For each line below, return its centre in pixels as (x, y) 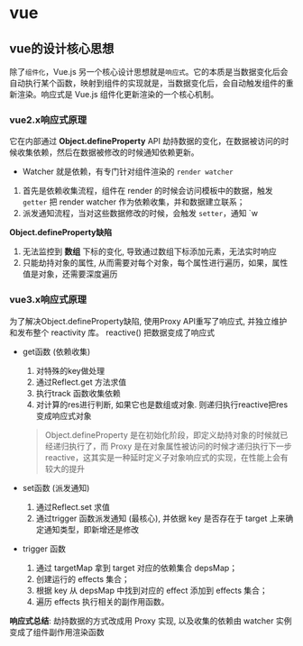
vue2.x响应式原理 (48, 120)
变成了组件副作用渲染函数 (57, 632)
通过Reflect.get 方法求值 (81, 382)
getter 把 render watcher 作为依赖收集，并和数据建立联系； (133, 202)
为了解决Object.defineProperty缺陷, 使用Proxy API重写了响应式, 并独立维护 (148, 321)
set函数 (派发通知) (56, 487)
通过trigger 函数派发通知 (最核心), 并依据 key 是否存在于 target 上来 (161, 518)
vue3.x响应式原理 (48, 300)
